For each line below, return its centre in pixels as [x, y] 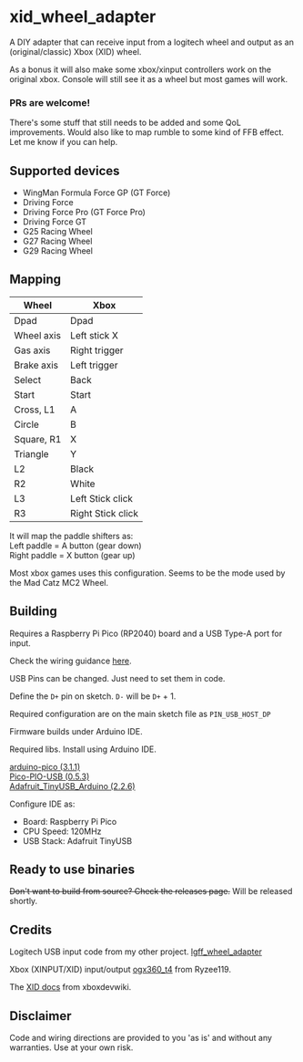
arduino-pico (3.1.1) [45, 766]
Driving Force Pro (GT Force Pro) [84, 213]
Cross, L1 [35, 410]
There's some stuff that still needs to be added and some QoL [125, 123]
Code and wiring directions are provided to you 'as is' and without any [141, 1038]
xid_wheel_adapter [83, 17]
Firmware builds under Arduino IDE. [76, 731]
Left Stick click [101, 498]
